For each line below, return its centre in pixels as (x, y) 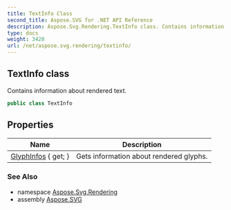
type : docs (23, 33)
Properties (30, 125)
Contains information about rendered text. (67, 90)
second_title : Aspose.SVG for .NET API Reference (80, 20)
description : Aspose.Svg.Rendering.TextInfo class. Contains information (116, 26)
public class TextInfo (40, 103)
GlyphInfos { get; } (40, 156)
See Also (22, 177)
